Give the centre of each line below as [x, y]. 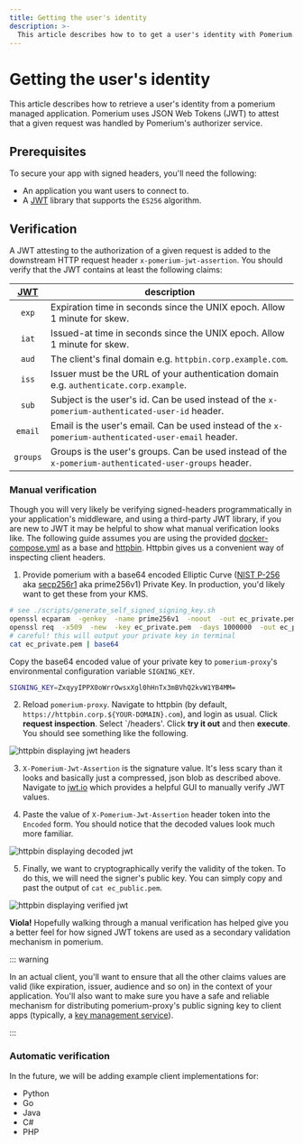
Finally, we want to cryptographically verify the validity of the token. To [154, 869]
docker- [253, 539]
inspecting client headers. [58, 558]
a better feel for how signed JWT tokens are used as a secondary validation [150, 932]
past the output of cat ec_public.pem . [92, 888]
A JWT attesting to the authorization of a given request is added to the [140, 250]
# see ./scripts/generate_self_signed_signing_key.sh [113, 611]
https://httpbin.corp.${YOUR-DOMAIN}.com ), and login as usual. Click [150, 715]
